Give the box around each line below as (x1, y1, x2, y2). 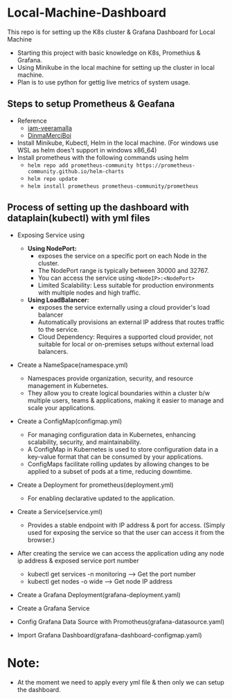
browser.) (27, 536, 55, 544)
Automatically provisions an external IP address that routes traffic (37, 317, 225, 326)
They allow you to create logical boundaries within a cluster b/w (27, 389, 210, 397)
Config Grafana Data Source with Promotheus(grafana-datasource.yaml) (17, 617, 225, 626)
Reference (17, 116, 47, 125)
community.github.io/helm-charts (27, 168, 125, 175)
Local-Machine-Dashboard (7, 5, 167, 21)
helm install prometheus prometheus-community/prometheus (27, 182, 199, 190)
